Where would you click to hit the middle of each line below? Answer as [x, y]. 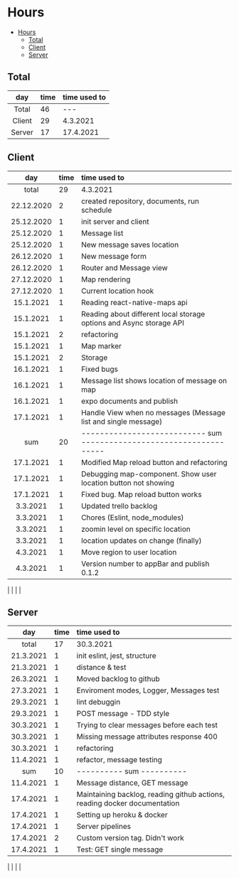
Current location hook [117, 291]
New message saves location [130, 245]
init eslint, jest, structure [116, 656]
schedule [96, 210]
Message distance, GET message [132, 783]
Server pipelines [104, 827]
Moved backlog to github [118, 679]
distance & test [101, 668]
